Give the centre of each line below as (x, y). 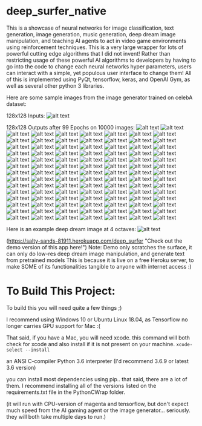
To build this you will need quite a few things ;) (64, 307)
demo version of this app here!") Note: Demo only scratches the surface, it (99, 247)
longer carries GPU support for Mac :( (54, 326)
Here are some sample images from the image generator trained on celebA (99, 97)
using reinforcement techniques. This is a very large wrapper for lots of (95, 47)
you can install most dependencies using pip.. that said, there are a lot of (97, 379)
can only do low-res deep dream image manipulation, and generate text (96, 254)
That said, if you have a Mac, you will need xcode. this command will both (98, 338)
